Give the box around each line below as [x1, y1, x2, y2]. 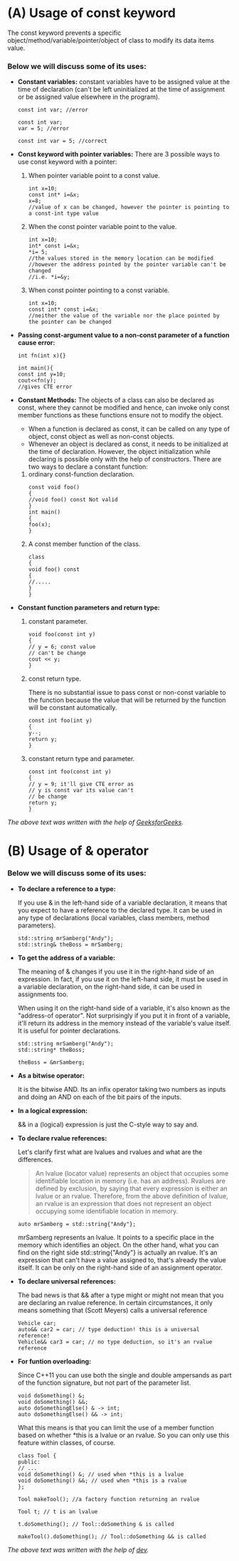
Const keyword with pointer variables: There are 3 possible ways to [17, 150, 221, 159]
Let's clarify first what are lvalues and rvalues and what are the [17, 1147, 203, 1156]
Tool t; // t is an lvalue [17, 1508, 98, 1515]
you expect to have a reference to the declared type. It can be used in [17, 905, 223, 915]
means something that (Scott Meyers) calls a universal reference [17, 1306, 208, 1314]
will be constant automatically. [28, 703, 117, 712]
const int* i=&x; [28, 191, 80, 198]
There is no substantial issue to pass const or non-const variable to [28, 688, 226, 697]
